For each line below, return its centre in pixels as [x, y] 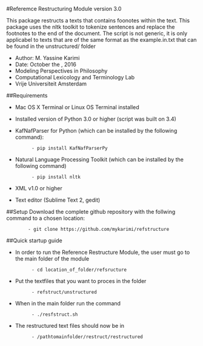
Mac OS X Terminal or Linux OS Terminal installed [77, 107]
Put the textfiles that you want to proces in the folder [81, 281]
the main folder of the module [52, 259]
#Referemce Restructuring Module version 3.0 [64, 9]
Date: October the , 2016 [46, 64]
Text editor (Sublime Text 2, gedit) [58, 200]
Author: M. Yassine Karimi [47, 58]
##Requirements [27, 95]
